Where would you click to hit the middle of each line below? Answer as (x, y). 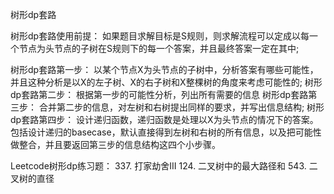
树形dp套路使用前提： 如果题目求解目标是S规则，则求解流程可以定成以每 (160, 36)
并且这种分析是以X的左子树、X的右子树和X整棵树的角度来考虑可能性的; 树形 (166, 82)
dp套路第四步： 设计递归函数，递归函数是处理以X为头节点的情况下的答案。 (164, 119)
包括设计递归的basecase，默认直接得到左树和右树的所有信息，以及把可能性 (166, 132)
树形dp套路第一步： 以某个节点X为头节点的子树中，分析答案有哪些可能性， (164, 69)
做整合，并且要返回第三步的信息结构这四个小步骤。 (115, 144)
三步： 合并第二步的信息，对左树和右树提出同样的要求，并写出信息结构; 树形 (167, 107)
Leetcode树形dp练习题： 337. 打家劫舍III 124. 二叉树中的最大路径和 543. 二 (164, 166)
